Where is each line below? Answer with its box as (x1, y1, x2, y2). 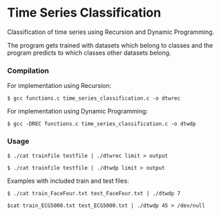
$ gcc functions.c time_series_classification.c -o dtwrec (7, 95, 181, 102)
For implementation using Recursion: (7, 82, 112, 90)
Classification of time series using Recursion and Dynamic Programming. (7, 28, 215, 36)
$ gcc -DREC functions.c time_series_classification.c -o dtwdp (7, 120, 196, 127)
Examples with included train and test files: (7, 177, 129, 185)
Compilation (7, 66, 50, 75)
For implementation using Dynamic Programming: (7, 107, 148, 116)
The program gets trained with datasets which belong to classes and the (7, 41, 213, 49)
